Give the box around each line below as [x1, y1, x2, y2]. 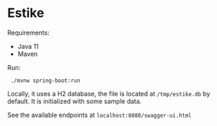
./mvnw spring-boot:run [10, 76, 81, 84]
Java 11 [17, 42, 39, 50]
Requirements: [7, 28, 49, 37]
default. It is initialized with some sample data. [7, 97, 142, 105]
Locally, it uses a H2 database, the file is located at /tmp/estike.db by [7, 89, 211, 98]
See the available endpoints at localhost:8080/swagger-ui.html [7, 110, 192, 119]
